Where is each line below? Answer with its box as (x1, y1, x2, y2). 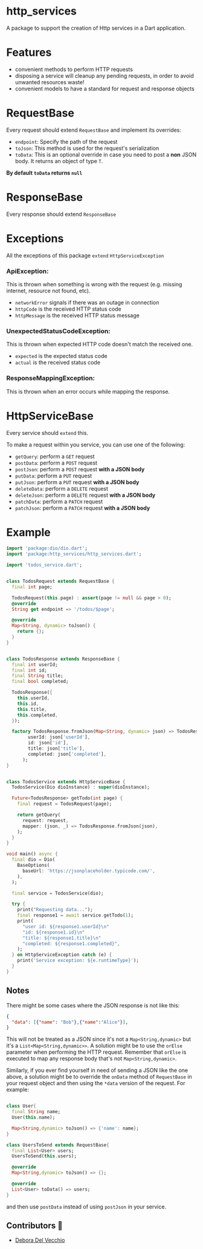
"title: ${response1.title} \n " (22, 935, 101, 941)
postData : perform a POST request (14, 459, 98, 466)
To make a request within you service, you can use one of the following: (6, 441, 185, 448)
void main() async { (6, 851, 59, 857)
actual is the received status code (14, 359, 101, 366)
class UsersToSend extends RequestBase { (6, 1142, 110, 1148)
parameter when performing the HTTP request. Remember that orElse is (6, 1048, 187, 1056)
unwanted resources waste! (14, 78, 85, 86)
